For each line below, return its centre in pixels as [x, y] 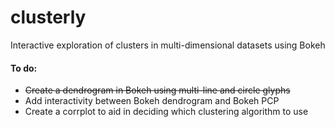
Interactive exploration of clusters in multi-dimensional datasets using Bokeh [168, 45]
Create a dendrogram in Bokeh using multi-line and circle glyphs [157, 90]
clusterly [48, 17]
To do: [24, 68]
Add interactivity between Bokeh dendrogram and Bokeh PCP [152, 101]
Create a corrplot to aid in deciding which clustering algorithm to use [166, 112]
